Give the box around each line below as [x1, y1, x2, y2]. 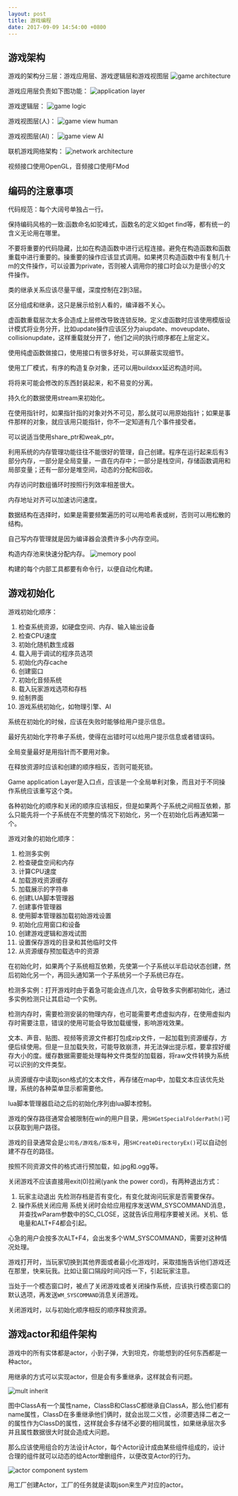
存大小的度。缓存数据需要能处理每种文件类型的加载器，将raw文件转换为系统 [8, 1051, 230, 1059]
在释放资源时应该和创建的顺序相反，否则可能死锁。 [8, 763, 157, 771]
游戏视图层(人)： [8, 117, 56, 125]
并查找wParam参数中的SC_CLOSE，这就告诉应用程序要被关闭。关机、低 [18, 1210, 228, 1218]
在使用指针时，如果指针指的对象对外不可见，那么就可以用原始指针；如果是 [8, 409, 225, 417]
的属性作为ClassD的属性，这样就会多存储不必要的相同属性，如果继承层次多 [8, 1419, 227, 1427]
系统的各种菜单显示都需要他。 [20, 1084, 107, 1092]
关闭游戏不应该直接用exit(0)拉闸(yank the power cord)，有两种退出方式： [8, 1177, 222, 1186]
